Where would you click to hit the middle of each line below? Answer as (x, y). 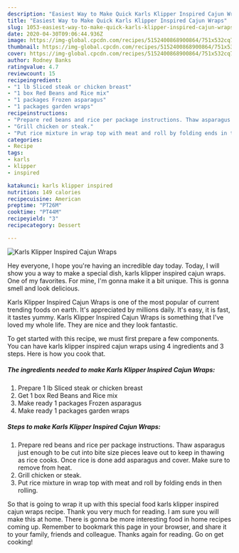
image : (17, 41)
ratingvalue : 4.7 (33, 67)
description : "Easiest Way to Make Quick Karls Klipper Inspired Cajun (116, 14)
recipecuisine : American (44, 199)
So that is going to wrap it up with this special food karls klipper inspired (113, 504)
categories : (25, 139)
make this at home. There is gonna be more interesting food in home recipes (119, 519)
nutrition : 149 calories (44, 192)
